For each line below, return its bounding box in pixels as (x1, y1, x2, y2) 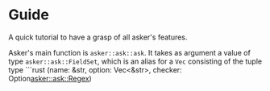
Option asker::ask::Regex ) (8, 73, 93, 83)
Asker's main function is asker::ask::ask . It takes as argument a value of (8, 48, 251, 57)
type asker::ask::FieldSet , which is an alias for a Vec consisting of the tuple (8, 56, 263, 66)
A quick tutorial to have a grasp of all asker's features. (8, 32, 188, 42)
